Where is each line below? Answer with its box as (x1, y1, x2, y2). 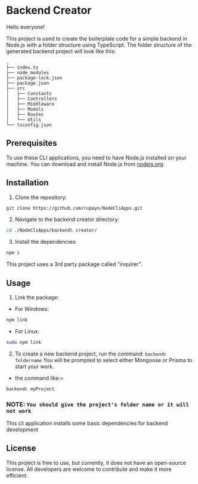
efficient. (6, 471, 28, 479)
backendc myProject (6, 386, 55, 392)
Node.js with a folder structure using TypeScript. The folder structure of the (6, 41, 192, 48)
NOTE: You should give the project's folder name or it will (6, 400, 190, 408)
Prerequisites (6, 138, 57, 148)
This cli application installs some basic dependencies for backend (6, 419, 168, 427)
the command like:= (14, 374, 64, 381)
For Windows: (14, 305, 49, 313)
